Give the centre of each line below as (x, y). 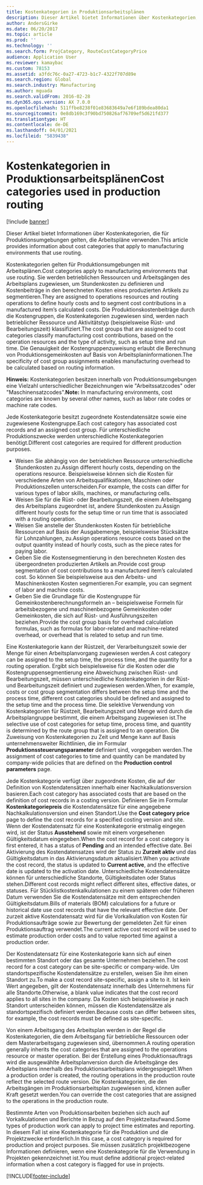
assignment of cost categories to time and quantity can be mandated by (96, 756)
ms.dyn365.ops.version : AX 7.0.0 (48, 102)
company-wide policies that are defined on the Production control (89, 763)
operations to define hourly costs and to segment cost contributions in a (96, 303)
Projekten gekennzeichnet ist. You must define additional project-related (95, 1158)
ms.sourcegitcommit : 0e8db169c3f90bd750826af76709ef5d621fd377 (88, 113)
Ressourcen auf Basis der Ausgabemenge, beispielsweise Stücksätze (101, 532)
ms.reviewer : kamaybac (35, 62)
